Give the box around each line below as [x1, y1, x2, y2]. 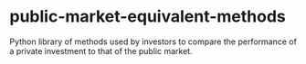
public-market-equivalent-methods [9, 6, 286, 27]
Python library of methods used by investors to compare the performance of [9, 36, 297, 47]
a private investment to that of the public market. [9, 45, 194, 56]
